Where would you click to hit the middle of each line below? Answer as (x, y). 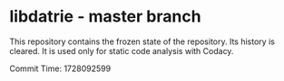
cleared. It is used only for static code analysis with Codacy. (122, 50)
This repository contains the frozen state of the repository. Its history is (142, 41)
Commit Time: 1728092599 (60, 68)
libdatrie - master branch (105, 17)
